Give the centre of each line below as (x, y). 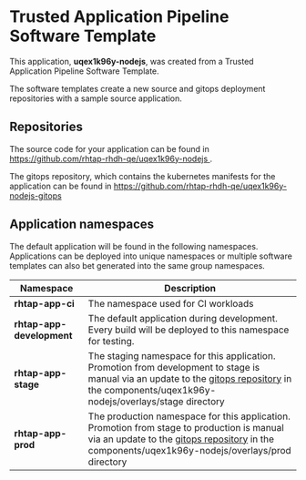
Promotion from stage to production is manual (186, 427)
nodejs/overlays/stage (136, 401)
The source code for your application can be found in (109, 148)
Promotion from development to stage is (174, 367)
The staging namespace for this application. (182, 355)
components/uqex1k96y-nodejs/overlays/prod (189, 450)
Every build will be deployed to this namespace (189, 330)
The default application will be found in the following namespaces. (134, 246)
